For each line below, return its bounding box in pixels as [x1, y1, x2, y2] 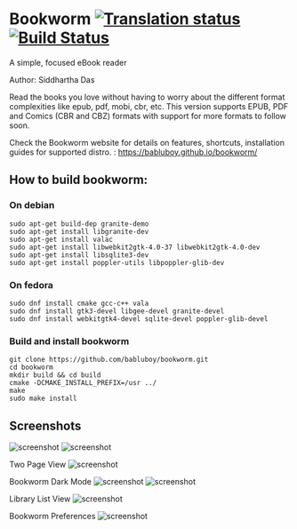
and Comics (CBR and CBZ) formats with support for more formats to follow [9, 110, 287, 121]
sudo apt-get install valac [9, 235, 114, 244]
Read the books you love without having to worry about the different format [9, 92, 285, 102]
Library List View [9, 493, 71, 504]
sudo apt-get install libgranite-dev [9, 227, 149, 236]
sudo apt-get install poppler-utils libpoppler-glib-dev [9, 258, 225, 267]
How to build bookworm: [9, 172, 148, 188]
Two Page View [9, 459, 67, 470]
